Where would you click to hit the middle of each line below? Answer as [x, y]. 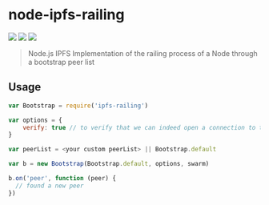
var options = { [35, 120]
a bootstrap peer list [61, 62]
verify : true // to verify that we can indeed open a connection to [139, 127]
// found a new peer [50, 186]
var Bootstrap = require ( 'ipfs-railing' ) [78, 106]
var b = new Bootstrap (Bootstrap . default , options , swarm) [109, 164]
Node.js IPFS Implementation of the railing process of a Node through [143, 53]
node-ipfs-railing [66, 15]
